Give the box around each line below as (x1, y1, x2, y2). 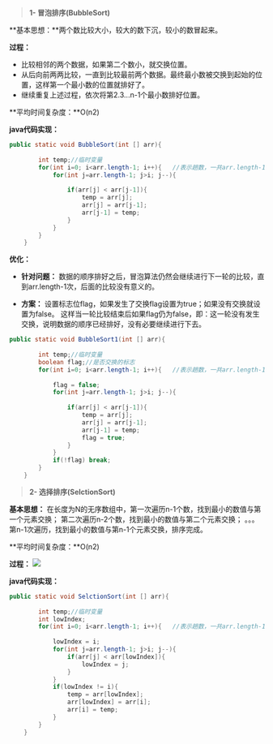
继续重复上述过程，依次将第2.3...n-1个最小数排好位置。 (20, 90, 205, 100)
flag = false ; (52, 381, 100, 389)
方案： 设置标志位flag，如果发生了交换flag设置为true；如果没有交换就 (20, 299, 254, 309)
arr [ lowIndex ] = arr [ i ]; (66, 698, 151, 707)
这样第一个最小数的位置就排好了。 (35, 80, 149, 89)
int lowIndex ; (38, 615, 86, 623)
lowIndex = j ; (81, 660, 130, 669)
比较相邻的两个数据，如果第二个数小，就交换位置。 (20, 60, 192, 69)
